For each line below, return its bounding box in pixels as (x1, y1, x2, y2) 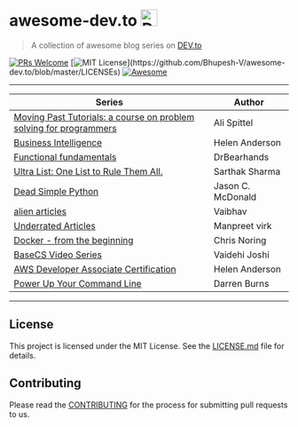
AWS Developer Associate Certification (13, 263, 176, 275)
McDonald (213, 191, 257, 203)
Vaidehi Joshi (213, 249, 271, 261)
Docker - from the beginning (13, 233, 134, 246)
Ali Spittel (213, 116, 254, 129)
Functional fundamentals (13, 151, 117, 163)
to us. (9, 408, 30, 419)
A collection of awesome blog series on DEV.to (30, 40, 202, 51)
